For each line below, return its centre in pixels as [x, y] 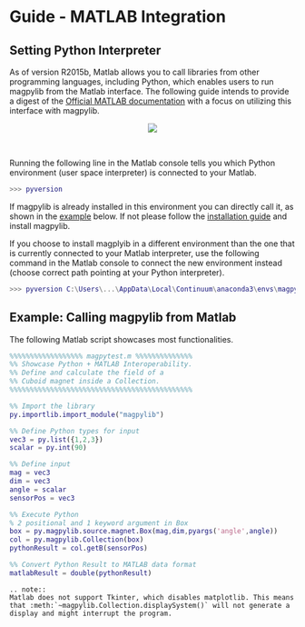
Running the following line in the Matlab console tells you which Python [143, 163]
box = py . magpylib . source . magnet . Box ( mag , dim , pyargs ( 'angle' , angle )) [144, 532]
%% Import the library [52, 406]
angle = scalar [38, 489]
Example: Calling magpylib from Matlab [123, 318]
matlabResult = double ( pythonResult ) [81, 573]
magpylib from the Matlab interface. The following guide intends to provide [149, 91]
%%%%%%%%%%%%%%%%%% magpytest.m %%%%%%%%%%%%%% [101, 356]
